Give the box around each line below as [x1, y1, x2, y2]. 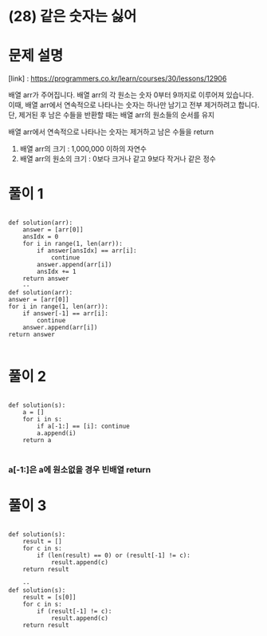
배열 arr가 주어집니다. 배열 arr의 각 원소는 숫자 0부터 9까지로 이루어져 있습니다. [8, 90, 254, 100]
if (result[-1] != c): [37, 607, 112, 615]
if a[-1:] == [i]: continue [37, 422, 130, 430]
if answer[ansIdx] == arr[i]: [37, 247, 137, 255]
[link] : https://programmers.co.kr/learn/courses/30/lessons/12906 [8, 73, 227, 84]
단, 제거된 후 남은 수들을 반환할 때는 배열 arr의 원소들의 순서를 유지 [8, 110, 215, 120]
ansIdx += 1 [37, 268, 77, 276]
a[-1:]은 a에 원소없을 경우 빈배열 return [8, 464, 151, 475]
